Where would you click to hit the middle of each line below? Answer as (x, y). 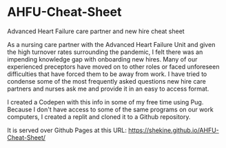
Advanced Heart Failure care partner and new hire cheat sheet (96, 31)
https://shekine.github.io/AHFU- (174, 130)
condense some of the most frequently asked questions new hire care (107, 81)
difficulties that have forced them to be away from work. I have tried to (107, 74)
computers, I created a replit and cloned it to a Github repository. (99, 117)
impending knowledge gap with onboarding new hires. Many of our (102, 59)
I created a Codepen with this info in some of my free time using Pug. (105, 102)
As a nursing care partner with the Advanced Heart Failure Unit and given (111, 44)
